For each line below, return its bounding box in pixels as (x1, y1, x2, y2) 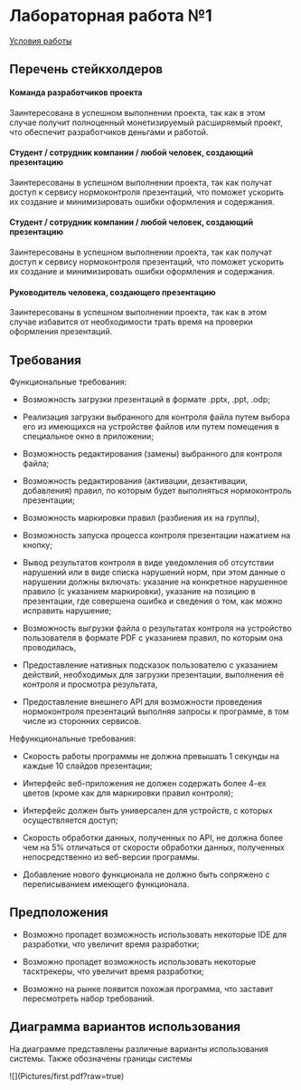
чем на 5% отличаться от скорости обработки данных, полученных (22, 842, 285, 853)
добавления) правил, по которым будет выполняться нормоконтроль (22, 485, 292, 496)
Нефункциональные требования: (9, 733, 136, 744)
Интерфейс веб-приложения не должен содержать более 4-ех (22, 777, 267, 788)
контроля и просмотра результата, (22, 679, 158, 690)
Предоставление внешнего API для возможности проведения (22, 696, 262, 707)
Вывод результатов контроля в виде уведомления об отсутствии (22, 556, 274, 567)
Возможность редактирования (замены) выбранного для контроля (22, 448, 283, 458)
